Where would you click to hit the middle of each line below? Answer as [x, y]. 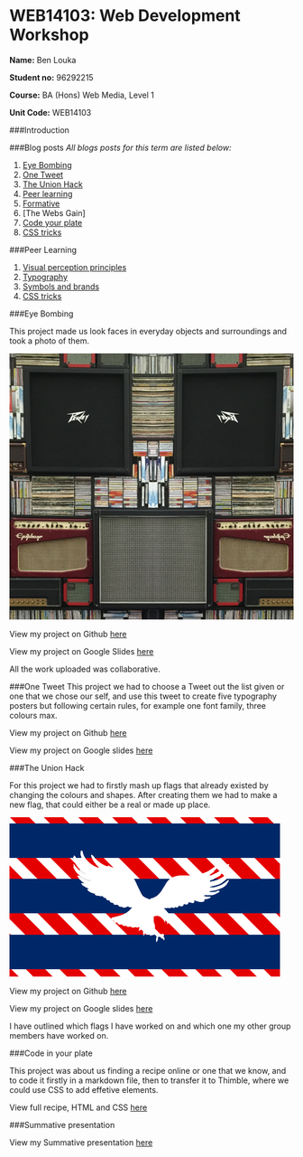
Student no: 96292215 [51, 77]
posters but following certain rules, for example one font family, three [138, 705]
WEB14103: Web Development [125, 16]
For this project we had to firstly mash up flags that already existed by [139, 785]
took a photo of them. [50, 341]
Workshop [49, 35]
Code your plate [52, 222]
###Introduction [40, 130]
